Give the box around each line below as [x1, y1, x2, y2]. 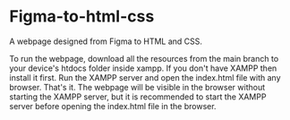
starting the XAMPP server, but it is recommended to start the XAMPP [9, 91, 267, 102]
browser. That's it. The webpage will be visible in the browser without [9, 81, 266, 92]
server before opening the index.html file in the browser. [9, 100, 217, 111]
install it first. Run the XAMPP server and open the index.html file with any [9, 72, 281, 82]
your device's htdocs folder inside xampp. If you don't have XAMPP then [9, 63, 277, 73]
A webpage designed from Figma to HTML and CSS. [9, 36, 203, 47]
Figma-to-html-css [9, 6, 155, 27]
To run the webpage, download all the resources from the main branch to [9, 53, 279, 64]
